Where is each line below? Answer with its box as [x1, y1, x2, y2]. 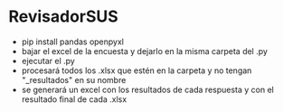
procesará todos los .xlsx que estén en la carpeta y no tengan [21, 65, 252, 76]
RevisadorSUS [8, 6, 118, 27]
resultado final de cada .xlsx [21, 93, 127, 105]
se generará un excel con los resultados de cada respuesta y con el [21, 84, 275, 95]
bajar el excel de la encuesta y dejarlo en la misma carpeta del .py [21, 45, 269, 56]
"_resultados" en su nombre [21, 74, 127, 85]
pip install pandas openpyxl [21, 36, 124, 47]
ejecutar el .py [21, 55, 76, 66]
